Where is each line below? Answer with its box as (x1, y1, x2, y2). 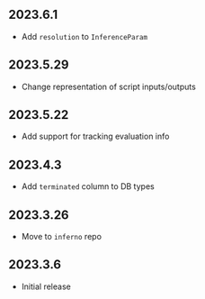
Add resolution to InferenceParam (21, 31, 148, 41)
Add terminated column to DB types (21, 181, 155, 192)
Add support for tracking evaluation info (21, 131, 170, 142)
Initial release (21, 281, 71, 292)
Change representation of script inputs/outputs (21, 81, 197, 92)
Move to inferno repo (21, 231, 102, 242)
